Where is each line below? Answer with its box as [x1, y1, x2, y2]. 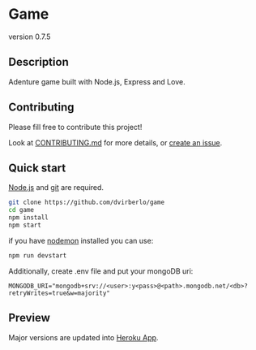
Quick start [8, 161, 66, 175]
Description [8, 55, 69, 69]
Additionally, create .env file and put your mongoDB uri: [8, 266, 194, 276]
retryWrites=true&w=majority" [8, 289, 111, 297]
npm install [8, 214, 49, 222]
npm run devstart [8, 251, 67, 260]
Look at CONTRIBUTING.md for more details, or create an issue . [8, 137, 223, 147]
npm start [8, 221, 42, 229]
